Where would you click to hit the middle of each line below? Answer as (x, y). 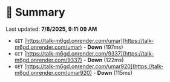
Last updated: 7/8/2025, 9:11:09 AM (51, 29)
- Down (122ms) (103, 60)
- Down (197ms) (103, 47)
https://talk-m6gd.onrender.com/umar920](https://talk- (95, 66)
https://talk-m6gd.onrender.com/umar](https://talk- (90, 40)
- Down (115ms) (113, 72)
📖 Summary (35, 12)
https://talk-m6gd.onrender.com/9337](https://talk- (90, 53)
